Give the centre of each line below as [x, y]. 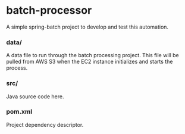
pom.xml [19, 112]
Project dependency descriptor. [45, 124]
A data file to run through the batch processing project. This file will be [93, 55]
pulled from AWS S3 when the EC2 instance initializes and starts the [90, 62]
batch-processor [49, 10]
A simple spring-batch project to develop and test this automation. [87, 27]
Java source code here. [35, 96]
